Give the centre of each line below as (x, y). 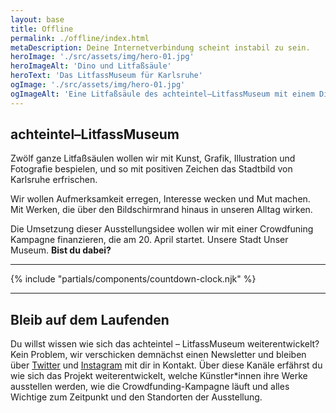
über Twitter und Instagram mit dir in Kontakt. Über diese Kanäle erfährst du (166, 365)
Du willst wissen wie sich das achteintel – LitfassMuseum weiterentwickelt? (165, 344)
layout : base (37, 19)
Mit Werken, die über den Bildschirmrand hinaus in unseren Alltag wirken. (161, 210)
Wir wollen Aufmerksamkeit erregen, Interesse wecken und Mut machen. (160, 199)
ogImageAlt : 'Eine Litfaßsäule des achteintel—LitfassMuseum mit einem (162, 94)
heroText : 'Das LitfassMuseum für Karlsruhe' (106, 76)
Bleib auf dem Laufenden (90, 319)
